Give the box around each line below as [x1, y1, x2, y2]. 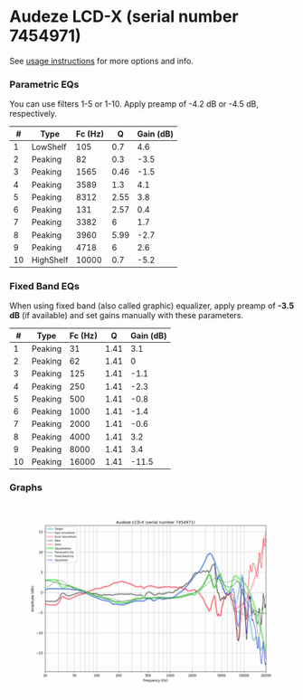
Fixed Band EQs [9, 279, 80, 292]
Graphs [9, 481, 43, 494]
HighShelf [31, 255, 69, 266]
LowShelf [31, 141, 67, 152]
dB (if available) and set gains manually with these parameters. [9, 310, 244, 321]
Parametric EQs [9, 78, 80, 90]
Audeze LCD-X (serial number [9, 6, 239, 27]
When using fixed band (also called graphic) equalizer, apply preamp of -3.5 [9, 300, 295, 311]
